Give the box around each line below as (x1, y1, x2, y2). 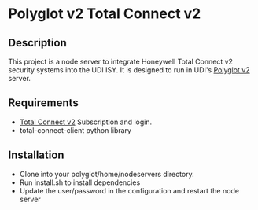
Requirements (8, 96, 79, 110)
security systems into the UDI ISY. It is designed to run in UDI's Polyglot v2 (8, 65, 250, 75)
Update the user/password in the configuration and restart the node (19, 186, 240, 195)
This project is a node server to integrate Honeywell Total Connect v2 (8, 57, 234, 66)
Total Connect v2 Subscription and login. (19, 117, 153, 127)
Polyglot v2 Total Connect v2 (8, 5, 201, 23)
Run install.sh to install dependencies (19, 178, 141, 187)
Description (8, 36, 67, 50)
